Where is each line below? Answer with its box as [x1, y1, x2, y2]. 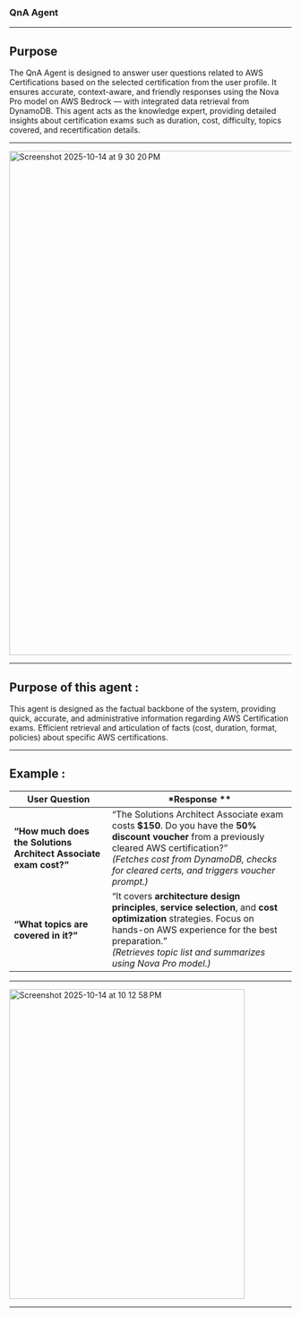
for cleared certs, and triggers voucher [111, 863, 276, 876]
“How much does [13, 825, 90, 837]
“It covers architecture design [111, 889, 241, 902]
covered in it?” [13, 929, 79, 941]
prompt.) [111, 875, 150, 888]
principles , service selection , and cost [111, 901, 278, 914]
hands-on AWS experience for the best [111, 923, 278, 936]
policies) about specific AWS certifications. [9, 732, 168, 742]
